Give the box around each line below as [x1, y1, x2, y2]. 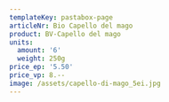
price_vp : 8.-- [9, 71, 66, 80]
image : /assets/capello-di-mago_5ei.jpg [9, 79, 162, 88]
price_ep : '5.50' [9, 63, 74, 72]
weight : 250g [17, 54, 66, 63]
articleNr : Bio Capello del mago [9, 21, 133, 30]
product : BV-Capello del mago [9, 29, 122, 38]
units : [9, 37, 34, 47]
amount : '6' [17, 46, 62, 55]
